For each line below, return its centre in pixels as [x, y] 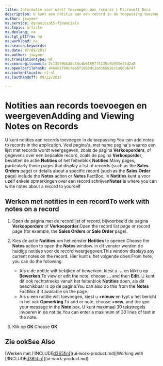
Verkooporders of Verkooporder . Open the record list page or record [81, 226]
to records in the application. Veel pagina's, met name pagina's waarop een [81, 145]
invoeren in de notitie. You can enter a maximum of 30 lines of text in [87, 312]
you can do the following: [37, 261]
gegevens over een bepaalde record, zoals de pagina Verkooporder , [74, 155]
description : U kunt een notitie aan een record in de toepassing [73, 14]
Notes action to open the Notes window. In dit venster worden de [77, 245]
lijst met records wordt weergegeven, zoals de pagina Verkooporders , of [78, 150]
